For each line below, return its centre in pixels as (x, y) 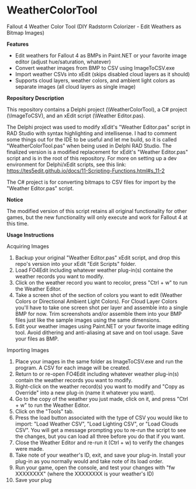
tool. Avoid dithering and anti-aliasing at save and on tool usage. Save (99, 332)
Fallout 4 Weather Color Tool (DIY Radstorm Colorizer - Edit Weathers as (94, 26)
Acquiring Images (28, 246)
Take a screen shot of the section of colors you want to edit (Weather (99, 295)
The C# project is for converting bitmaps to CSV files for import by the (91, 182)
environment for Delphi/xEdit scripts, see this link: (66, 164)
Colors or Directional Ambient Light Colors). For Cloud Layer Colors (96, 301)
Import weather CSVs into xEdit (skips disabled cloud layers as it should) (102, 74)
